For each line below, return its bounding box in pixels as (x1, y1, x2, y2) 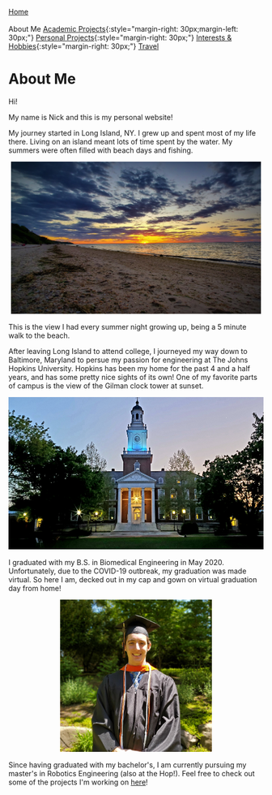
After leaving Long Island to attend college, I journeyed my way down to (8, 346, 249, 356)
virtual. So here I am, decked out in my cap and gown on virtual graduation (8, 574, 257, 584)
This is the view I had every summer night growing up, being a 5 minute (8, 322, 247, 331)
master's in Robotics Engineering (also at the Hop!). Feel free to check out (8, 768, 255, 778)
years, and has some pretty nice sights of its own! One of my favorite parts (8, 372, 257, 382)
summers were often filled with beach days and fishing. (8, 145, 193, 155)
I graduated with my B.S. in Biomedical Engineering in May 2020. (8, 557, 225, 567)
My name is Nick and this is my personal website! (8, 112, 173, 122)
